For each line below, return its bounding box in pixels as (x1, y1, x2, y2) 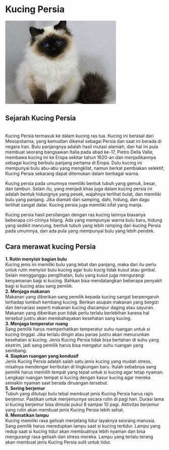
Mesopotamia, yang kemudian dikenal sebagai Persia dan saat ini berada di (5, 138, 162, 144)
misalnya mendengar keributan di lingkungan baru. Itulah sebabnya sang (5, 363, 156, 369)
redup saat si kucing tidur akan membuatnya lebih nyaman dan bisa (5, 428, 145, 434)
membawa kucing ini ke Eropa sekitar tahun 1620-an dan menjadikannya (5, 154, 156, 160)
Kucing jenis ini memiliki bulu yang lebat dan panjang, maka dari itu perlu (5, 261, 156, 267)
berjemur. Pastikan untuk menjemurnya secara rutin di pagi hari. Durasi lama (5, 396, 164, 402)
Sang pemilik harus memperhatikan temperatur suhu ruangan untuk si (5, 326, 150, 332)
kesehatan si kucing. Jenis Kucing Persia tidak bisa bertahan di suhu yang (5, 336, 159, 343)
